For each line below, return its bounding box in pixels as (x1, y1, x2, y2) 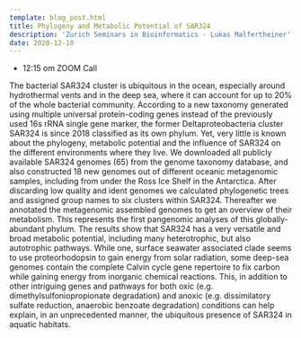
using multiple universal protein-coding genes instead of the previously (9, 109, 273, 120)
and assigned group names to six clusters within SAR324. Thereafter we (9, 195, 277, 206)
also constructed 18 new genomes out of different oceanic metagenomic (9, 166, 279, 177)
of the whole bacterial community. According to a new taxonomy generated (9, 100, 289, 111)
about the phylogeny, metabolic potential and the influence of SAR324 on (9, 138, 281, 148)
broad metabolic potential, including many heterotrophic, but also (9, 233, 252, 244)
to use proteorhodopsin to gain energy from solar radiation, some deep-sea (9, 253, 289, 263)
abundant (9, 224, 45, 235)
